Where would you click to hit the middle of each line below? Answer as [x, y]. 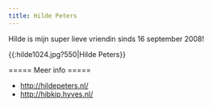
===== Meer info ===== [50, 70]
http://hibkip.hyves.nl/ [56, 94]
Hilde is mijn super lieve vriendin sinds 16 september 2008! [106, 39]
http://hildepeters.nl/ [54, 85]
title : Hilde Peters [43, 16]
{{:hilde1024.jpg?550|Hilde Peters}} [67, 54]
